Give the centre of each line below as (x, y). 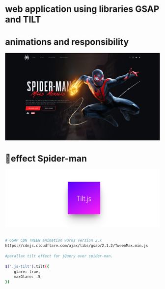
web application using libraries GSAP (82, 9)
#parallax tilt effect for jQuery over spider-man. (59, 256)
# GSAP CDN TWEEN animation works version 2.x (54, 241)
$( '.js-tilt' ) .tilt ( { (27, 266)
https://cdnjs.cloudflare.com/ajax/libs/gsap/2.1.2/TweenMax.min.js (77, 246)
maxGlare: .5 (27, 277)
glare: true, (27, 272)
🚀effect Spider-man (46, 159)
